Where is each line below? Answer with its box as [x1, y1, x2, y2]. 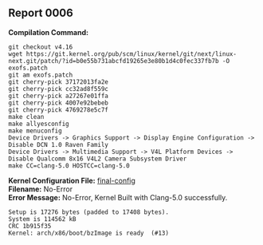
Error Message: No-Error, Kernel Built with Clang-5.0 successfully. [8, 192, 228, 202]
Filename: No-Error [8, 184, 73, 194]
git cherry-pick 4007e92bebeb [8, 99, 109, 107]
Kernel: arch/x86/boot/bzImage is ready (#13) [8, 229, 170, 237]
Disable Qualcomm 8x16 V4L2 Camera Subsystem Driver [8, 155, 187, 163]
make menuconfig [8, 127, 62, 135]
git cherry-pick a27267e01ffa [8, 92, 109, 100]
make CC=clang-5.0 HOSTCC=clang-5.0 [8, 161, 130, 170]
